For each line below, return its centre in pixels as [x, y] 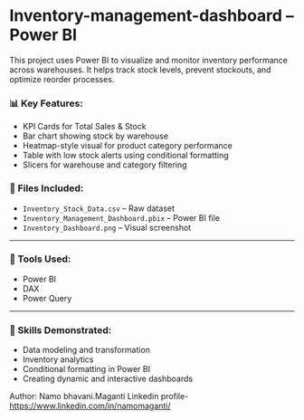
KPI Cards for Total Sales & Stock [84, 127]
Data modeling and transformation [86, 350]
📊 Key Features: [46, 103]
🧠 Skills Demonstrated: [61, 329]
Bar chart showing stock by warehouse [95, 136]
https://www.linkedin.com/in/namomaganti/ [90, 406]
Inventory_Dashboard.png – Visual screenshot [107, 227]
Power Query [47, 298]
